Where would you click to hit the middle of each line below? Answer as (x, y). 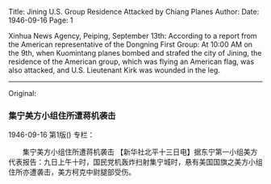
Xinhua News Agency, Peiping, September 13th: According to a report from (133, 36)
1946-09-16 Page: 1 (41, 20)
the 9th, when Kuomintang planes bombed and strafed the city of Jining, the (135, 53)
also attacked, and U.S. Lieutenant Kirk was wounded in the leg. (114, 70)
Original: (23, 93)
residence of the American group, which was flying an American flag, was (131, 61)
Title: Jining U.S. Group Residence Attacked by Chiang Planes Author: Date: (134, 12)
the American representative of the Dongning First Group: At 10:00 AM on (130, 44)
